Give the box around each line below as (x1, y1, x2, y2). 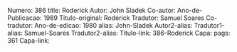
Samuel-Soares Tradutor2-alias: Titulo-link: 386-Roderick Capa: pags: (23, 28, 231, 37)
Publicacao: (7, 14, 42, 22)
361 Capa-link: (7, 36, 50, 45)
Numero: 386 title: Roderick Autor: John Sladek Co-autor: (7, 6, 176, 14)
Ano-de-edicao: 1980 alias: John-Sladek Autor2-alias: (34, 21, 193, 29)
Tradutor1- (194, 21, 226, 29)
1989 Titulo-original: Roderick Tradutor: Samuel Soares (43, 14, 205, 22)
